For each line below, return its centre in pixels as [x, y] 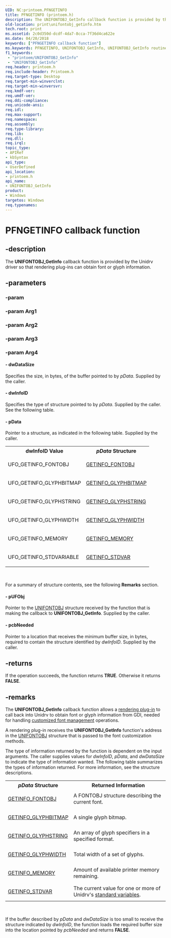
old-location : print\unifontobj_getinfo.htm [53, 24]
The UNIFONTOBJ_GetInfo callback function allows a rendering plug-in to [83, 709]
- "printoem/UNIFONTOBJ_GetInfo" [43, 58]
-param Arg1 [21, 311]
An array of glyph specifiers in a [112, 833]
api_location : [20, 172]
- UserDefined [20, 167]
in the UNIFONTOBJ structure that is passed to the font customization [78, 736]
